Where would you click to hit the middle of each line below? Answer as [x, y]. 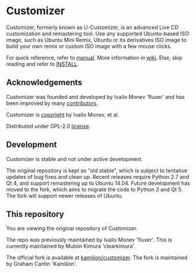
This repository [35, 214]
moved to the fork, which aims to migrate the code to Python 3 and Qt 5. [94, 189]
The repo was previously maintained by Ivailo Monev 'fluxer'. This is [89, 240]
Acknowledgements [44, 83]
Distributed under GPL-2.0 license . [48, 126]
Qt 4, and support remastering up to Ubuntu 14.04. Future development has [98, 183]
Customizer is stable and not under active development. [75, 159]
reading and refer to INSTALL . [42, 64]
